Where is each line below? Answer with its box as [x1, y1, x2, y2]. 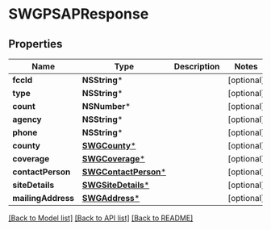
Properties [8, 37, 63, 51]
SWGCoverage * [81, 153, 145, 164]
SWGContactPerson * [81, 166, 167, 178]
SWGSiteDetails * [81, 179, 150, 190]
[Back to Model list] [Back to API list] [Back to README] [8, 213, 194, 223]
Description [173, 61, 220, 72]
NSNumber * [81, 101, 131, 111]
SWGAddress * [81, 193, 140, 203]
